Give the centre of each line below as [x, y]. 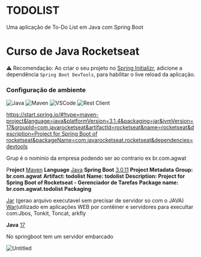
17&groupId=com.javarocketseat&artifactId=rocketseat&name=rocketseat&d [100, 127]
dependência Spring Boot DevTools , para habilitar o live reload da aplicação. [101, 74]
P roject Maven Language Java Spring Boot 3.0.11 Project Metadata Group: [100, 170]
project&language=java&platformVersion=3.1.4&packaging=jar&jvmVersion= [100, 121]
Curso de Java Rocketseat [73, 51]
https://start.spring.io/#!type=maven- [52, 115]
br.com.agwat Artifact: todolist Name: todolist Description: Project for [96, 176]
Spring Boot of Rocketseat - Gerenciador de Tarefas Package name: [92, 183]
